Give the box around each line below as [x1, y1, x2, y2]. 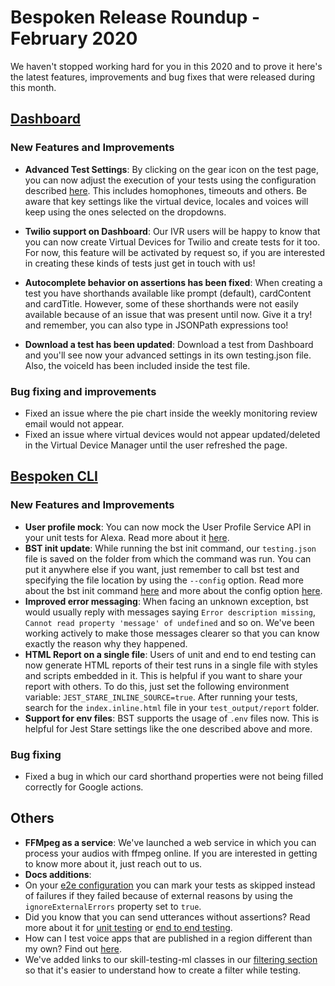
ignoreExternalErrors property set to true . [24, 900, 202, 912]
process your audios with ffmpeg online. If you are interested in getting [24, 847, 318, 859]
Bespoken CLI [10, 468, 98, 485]
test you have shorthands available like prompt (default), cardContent [24, 287, 312, 299]
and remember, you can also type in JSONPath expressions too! [24, 319, 289, 331]
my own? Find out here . [24, 942, 122, 955]
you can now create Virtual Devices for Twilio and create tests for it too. [24, 236, 321, 248]
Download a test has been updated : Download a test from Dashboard [24, 338, 314, 350]
